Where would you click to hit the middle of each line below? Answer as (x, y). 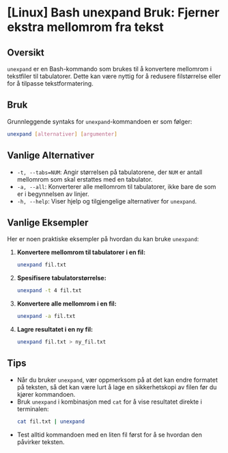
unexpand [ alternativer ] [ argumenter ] (62, 134)
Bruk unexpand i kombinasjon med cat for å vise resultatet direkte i (110, 402)
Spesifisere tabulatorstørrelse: (62, 278)
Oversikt (26, 52)
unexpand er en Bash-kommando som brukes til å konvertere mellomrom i (110, 69)
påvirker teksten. (41, 442)
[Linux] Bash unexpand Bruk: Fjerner (113, 13)
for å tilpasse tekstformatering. (50, 83)
